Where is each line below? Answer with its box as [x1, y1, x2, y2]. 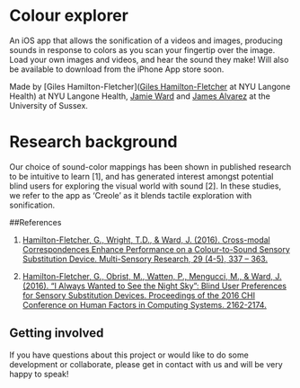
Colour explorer [9, 5, 128, 26]
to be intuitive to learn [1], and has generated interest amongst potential [9, 171, 274, 181]
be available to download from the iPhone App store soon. [9, 64, 225, 75]
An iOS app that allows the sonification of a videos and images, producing [9, 35, 283, 46]
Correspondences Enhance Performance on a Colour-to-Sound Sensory [22, 243, 290, 254]
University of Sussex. [9, 100, 88, 110]
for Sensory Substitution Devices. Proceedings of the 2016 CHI [22, 289, 256, 301]
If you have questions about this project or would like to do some [9, 349, 249, 360]
